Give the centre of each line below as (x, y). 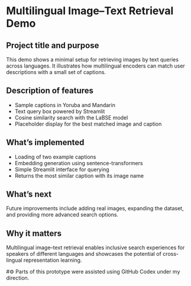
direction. (18, 278)
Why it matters (34, 233)
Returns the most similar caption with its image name (79, 175)
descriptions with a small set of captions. (56, 72)
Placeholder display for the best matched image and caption (88, 124)
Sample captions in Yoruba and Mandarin (65, 105)
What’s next (29, 195)
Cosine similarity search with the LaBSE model (71, 117)
